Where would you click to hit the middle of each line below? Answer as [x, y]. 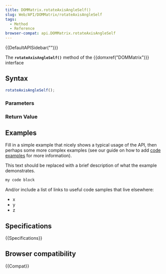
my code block [20, 180]
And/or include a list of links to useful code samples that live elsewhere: [80, 190]
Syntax [17, 79]
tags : [11, 19]
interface [15, 63]
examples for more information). [38, 156]
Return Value [21, 116]
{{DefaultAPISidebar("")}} [32, 48]
